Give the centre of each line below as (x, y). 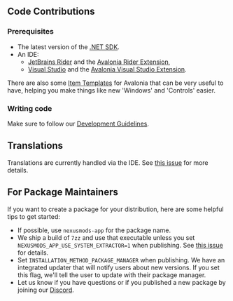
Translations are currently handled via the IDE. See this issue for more (108, 162)
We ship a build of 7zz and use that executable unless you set (106, 237)
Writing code (30, 108)
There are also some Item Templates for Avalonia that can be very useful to (115, 83)
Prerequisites (30, 32)
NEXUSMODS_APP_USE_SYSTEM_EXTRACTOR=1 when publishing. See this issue (120, 245)
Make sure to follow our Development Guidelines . (78, 123)
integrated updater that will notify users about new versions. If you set (119, 267)
